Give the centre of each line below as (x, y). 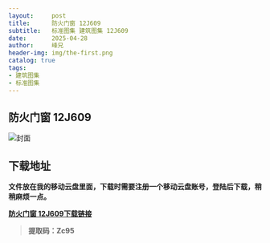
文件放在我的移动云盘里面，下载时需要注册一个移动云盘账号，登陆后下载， (131, 187)
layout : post (37, 16)
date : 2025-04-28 (48, 38)
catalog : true (32, 61)
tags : (17, 68)
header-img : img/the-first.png (61, 53)
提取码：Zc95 (51, 231)
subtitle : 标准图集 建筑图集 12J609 (68, 30)
